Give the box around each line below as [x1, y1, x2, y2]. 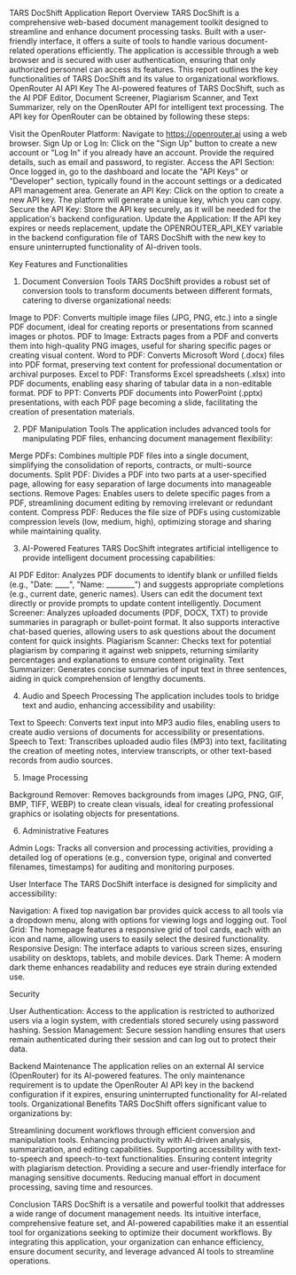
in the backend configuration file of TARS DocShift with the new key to [9, 233, 266, 242]
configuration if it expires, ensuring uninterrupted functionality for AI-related [9, 1089, 288, 1099]
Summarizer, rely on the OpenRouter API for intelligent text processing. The [9, 102, 284, 112]
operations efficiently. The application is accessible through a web [36, 45, 279, 56]
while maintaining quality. [9, 526, 102, 536]
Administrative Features [21, 826, 109, 835]
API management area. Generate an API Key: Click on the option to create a [9, 186, 284, 195]
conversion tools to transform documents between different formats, [21, 286, 273, 296]
